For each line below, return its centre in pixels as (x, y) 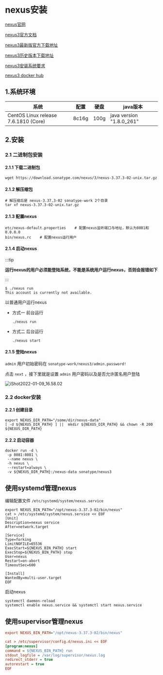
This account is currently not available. (49, 293)
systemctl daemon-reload (30, 601)
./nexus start (26, 341)
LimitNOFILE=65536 (24, 544)
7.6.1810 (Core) (26, 121)
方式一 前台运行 (28, 312)
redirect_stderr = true (29, 660)
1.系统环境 (20, 92)
